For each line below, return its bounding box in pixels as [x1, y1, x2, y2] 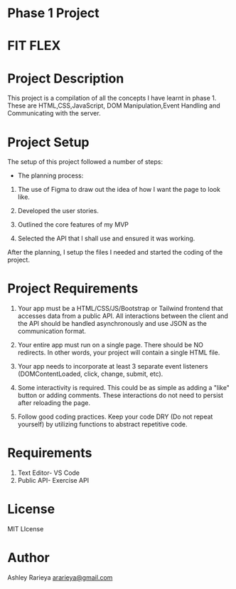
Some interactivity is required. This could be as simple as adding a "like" [17, 384, 230, 392]
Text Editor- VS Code [17, 468, 80, 477]
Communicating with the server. [7, 109, 101, 118]
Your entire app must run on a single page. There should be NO [17, 341, 204, 349]
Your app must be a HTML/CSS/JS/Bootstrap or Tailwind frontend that [17, 304, 223, 313]
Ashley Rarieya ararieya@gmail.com [7, 573, 113, 582]
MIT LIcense [7, 525, 44, 533]
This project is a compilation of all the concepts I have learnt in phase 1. [7, 94, 217, 103]
